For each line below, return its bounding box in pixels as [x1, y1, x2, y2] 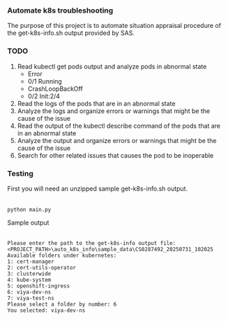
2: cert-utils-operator [7, 264, 77, 271]
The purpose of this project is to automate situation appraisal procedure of [7, 22, 222, 30]
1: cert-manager [7, 258, 54, 265]
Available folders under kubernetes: [7, 252, 117, 260]
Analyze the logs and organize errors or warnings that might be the [17, 107, 211, 115]
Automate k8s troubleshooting [7, 6, 114, 15]
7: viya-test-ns [7, 295, 54, 302]
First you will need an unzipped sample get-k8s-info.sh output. [7, 184, 188, 193]
